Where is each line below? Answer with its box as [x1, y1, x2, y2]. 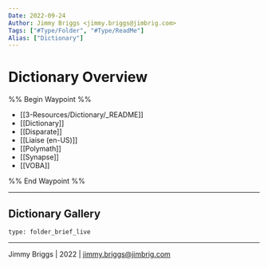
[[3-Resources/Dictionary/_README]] [19, 110, 144, 120]
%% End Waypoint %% [8, 176, 85, 186]
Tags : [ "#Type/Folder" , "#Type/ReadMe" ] [8, 26, 145, 34]
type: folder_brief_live [8, 228, 91, 236]
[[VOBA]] [19, 161, 50, 171]
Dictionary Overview [8, 69, 148, 86]
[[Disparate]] [19, 127, 62, 136]
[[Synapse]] [19, 152, 60, 162]
